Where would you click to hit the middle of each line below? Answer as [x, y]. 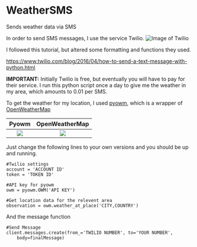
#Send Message [24, 227]
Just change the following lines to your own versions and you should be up [97, 147]
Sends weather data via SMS [41, 27]
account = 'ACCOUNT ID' [35, 169]
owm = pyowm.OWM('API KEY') [41, 190]
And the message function [38, 216]
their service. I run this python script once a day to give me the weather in [96, 85]
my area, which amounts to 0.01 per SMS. [57, 91]
